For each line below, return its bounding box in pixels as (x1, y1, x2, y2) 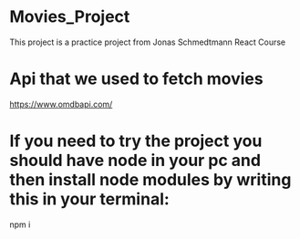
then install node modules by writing (9, 170, 292, 191)
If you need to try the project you (9, 130, 263, 151)
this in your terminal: (9, 189, 171, 210)
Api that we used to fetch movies (9, 68, 264, 89)
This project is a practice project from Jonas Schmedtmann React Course (9, 36, 285, 47)
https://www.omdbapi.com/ (9, 99, 113, 109)
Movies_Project (9, 6, 130, 27)
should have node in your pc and (9, 151, 262, 171)
